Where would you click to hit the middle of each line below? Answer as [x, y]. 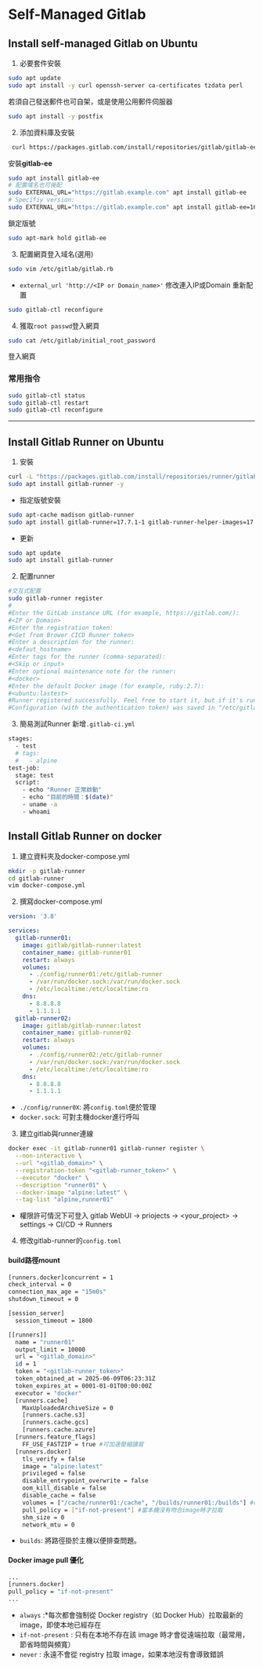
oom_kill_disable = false [65, 1488]
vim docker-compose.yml [47, 886]
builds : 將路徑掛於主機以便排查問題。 [80, 1541]
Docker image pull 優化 [46, 1559]
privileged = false [54, 1474]
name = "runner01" [45, 1342]
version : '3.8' [33, 916]
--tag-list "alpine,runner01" [64, 1200]
